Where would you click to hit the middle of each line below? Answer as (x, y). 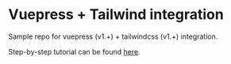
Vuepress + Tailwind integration (116, 15)
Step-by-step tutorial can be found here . (74, 51)
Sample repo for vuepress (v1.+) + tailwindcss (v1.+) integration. (113, 36)
